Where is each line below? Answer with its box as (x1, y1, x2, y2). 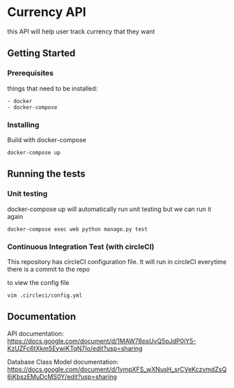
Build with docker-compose (7, 135, 87, 143)
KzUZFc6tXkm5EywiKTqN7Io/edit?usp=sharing (7, 344, 143, 352)
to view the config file (7, 278, 70, 286)
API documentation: (7, 329, 64, 338)
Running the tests (7, 168, 86, 180)
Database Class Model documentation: (7, 357, 118, 366)
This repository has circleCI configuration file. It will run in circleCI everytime (7, 257, 227, 265)
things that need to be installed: (7, 84, 98, 93)
